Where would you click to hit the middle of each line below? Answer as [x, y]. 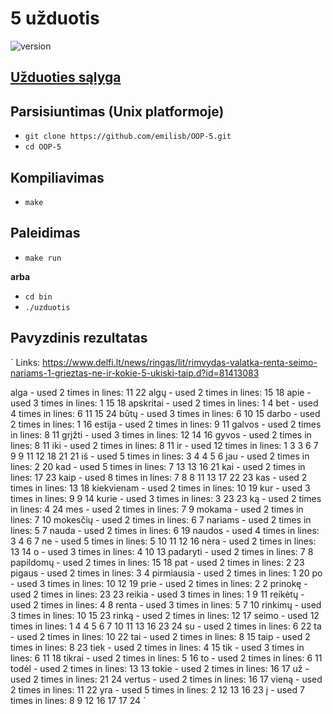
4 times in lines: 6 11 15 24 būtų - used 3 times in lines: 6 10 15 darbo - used [165, 413]
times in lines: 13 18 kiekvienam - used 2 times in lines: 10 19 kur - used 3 [160, 488]
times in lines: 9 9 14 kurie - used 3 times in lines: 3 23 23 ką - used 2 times [166, 498]
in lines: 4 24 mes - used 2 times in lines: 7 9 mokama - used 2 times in [157, 509]
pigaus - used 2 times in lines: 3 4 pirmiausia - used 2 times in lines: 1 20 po [166, 573]
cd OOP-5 [43, 147]
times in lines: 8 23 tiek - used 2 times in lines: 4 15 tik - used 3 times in [157, 647]
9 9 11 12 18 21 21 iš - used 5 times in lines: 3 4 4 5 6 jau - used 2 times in [160, 456]
